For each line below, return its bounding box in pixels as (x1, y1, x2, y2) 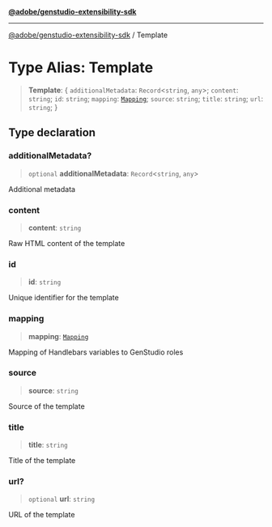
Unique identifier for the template (8, 293, 119, 303)
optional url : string (28, 494, 96, 504)
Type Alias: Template (8, 58, 154, 77)
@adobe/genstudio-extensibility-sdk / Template (8, 30, 168, 40)
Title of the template (8, 456, 76, 465)
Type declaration (8, 125, 96, 140)
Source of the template (8, 401, 85, 411)
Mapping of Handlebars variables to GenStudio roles (8, 347, 184, 357)
